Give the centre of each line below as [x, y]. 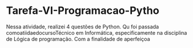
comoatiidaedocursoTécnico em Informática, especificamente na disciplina [97, 32]
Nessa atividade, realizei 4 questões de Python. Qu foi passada [83, 27]
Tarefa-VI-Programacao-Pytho [83, 11]
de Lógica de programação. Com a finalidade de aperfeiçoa [78, 39]
